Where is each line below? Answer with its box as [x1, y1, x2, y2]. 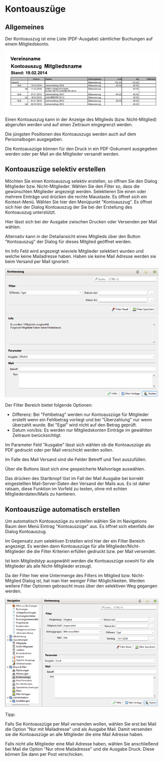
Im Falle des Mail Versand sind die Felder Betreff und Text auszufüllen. [5, 457, 147, 462]
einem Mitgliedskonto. [5, 41, 50, 47]
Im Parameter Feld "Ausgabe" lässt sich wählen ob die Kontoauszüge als [5, 442, 151, 448]
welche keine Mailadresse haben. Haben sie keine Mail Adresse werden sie [5, 253, 156, 259]
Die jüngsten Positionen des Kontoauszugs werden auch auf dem [5, 131, 137, 137]
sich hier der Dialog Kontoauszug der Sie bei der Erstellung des [5, 204, 133, 210]
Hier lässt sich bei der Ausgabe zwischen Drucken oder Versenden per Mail [5, 218, 157, 224]
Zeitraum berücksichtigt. [12, 433, 62, 438]
